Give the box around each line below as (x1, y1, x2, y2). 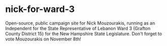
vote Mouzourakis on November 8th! (5, 36, 82, 42)
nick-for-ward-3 (5, 3, 75, 15)
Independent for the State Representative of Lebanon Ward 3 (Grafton (5, 25, 151, 31)
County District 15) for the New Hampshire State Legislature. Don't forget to (5, 30, 162, 36)
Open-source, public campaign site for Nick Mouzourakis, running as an (5, 20, 155, 26)
